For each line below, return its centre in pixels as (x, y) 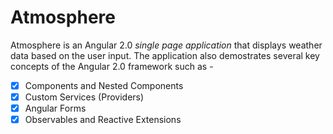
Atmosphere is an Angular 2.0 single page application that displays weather (166, 45)
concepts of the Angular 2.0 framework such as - (112, 66)
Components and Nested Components (104, 85)
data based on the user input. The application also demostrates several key (165, 55)
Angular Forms (55, 108)
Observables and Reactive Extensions (103, 120)
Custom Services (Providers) (84, 97)
